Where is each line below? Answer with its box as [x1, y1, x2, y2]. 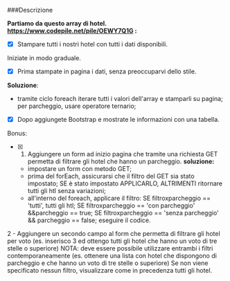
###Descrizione [7, 6, 53, 14]
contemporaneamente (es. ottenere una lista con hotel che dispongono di [7, 252, 217, 260]
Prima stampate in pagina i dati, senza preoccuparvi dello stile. [17, 67, 197, 75]
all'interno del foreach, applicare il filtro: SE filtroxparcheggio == [27, 194, 211, 203]
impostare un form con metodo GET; [27, 165, 132, 173]
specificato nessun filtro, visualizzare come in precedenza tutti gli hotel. [7, 266, 213, 275]
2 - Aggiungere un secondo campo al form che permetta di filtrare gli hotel [7, 230, 220, 238]
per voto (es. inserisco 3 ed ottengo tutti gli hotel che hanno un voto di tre [7, 237, 218, 245]
